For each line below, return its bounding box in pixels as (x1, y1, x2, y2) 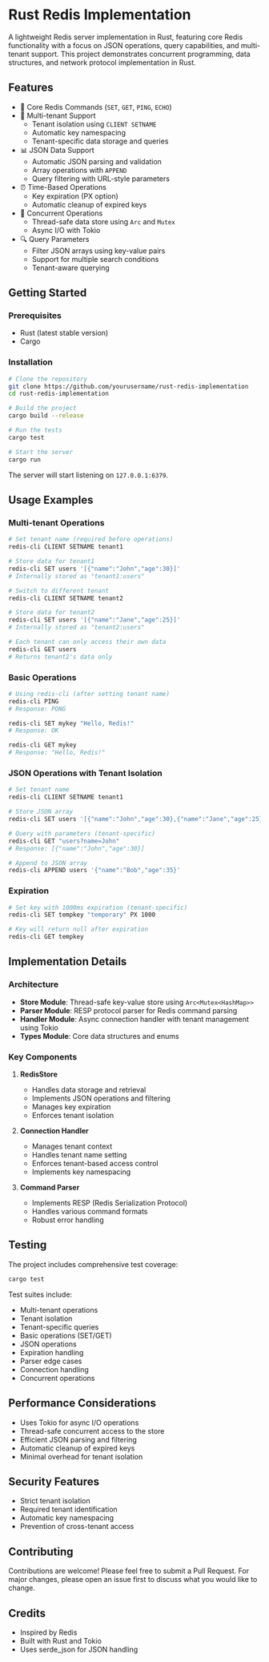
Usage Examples (8, 493, 94, 506)
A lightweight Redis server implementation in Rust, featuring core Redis (8, 32, 243, 42)
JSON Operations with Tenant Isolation (8, 767, 163, 779)
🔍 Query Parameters (19, 234, 90, 243)
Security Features (8, 1475, 100, 1488)
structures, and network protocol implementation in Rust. (8, 58, 196, 67)
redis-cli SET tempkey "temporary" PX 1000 (8, 911, 156, 919)
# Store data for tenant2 (8, 609, 94, 617)
